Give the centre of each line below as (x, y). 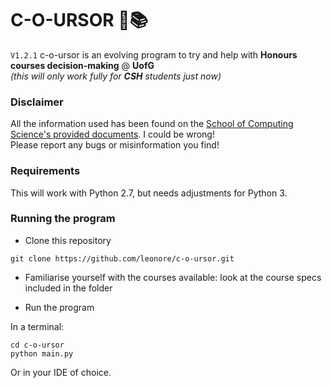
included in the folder (68, 288)
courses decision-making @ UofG (82, 65)
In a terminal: (37, 326)
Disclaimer (37, 102)
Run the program (59, 307)
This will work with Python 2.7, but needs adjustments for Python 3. (149, 193)
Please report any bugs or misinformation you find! (115, 145)
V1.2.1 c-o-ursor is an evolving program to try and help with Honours (154, 54)
